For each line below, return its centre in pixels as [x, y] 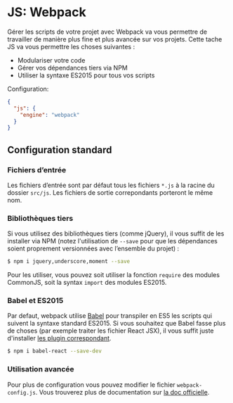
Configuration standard [60, 149]
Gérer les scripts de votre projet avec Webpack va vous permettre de [107, 32]
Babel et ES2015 [35, 301]
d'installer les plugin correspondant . [59, 338]
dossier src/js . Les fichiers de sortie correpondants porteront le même [110, 193]
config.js [22, 392]
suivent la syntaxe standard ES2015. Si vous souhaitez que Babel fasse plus [116, 324]
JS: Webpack [47, 12]
